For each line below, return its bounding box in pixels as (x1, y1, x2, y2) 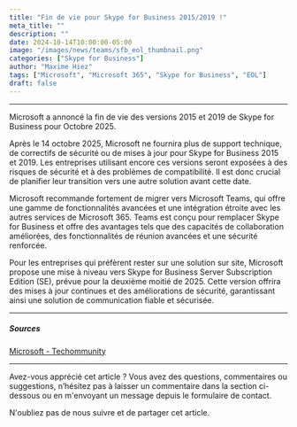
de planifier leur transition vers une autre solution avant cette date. (9, 175, 252, 186)
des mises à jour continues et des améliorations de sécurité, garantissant (9, 285, 276, 296)
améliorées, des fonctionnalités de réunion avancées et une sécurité (9, 230, 258, 241)
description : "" (9, 29, 69, 38)
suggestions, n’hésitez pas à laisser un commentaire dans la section (9, 380, 258, 391)
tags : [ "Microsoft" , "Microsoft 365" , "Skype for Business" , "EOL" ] (9, 71, 267, 80)
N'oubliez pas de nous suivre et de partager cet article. (9, 407, 210, 417)
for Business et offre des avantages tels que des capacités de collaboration (9, 221, 285, 231)
